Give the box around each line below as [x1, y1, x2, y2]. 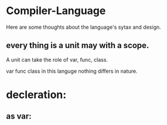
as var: [6, 112, 32, 121]
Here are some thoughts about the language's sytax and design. [6, 23, 161, 31]
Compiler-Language [6, 4, 106, 18]
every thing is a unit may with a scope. [6, 40, 149, 50]
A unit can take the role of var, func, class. [6, 56, 108, 63]
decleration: [6, 88, 67, 101]
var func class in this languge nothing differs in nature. [6, 67, 138, 75]
